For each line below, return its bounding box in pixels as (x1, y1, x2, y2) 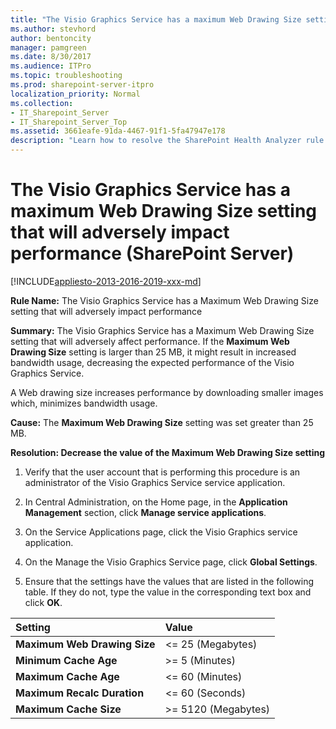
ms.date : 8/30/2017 (10, 52, 92, 62)
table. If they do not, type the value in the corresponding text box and (24, 586, 312, 598)
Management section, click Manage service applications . (24, 506, 267, 518)
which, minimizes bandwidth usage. (10, 397, 158, 409)
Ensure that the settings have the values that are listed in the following (24, 575, 315, 587)
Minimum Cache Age (15, 653, 118, 667)
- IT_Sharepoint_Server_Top (10, 117, 128, 127)
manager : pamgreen (10, 42, 87, 53)
